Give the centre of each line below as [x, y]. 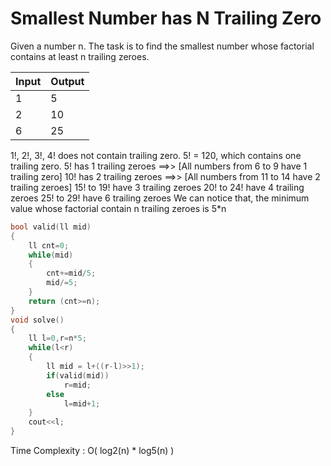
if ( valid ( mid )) [78, 375]
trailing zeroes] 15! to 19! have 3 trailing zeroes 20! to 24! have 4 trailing [157, 187]
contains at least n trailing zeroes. [80, 56]
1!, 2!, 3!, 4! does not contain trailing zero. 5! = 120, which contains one [156, 155]
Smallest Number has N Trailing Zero [166, 18]
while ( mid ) [51, 255]
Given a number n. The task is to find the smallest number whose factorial [162, 46]
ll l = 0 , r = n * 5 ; [57, 338]
